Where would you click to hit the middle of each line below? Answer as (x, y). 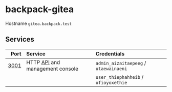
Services (20, 39)
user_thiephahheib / (120, 77)
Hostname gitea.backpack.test (39, 23)
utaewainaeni (111, 69)
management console (52, 69)
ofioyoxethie (111, 83)
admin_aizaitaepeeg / (121, 63)
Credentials (110, 53)
